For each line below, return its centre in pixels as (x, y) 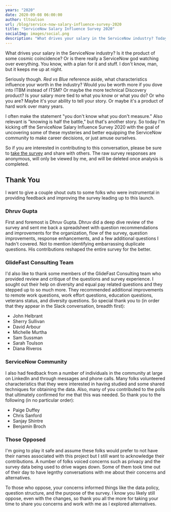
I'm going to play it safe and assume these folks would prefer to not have (81, 450)
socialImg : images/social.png (37, 34)
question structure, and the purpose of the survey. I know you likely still (80, 493)
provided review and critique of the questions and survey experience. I (79, 279)
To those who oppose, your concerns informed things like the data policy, (82, 487)
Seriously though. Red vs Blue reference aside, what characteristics (76, 79)
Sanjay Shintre (28, 421)
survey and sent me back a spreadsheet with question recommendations (82, 227)
